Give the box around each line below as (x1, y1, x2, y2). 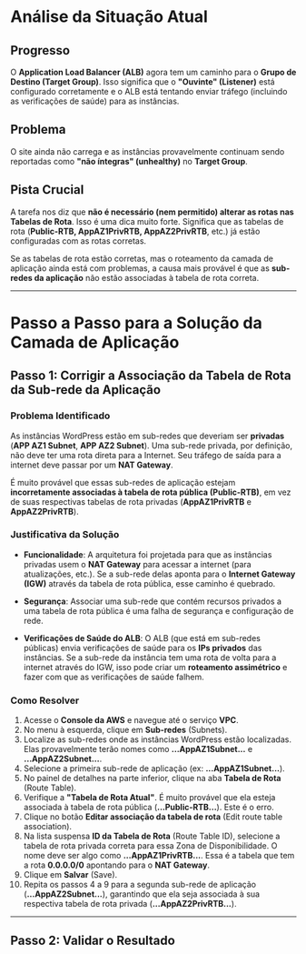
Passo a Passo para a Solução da (10, 312, 262, 333)
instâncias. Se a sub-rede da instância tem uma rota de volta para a (23, 652, 277, 663)
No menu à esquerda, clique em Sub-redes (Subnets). (23, 725, 228, 736)
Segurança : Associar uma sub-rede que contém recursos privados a (23, 596, 282, 607)
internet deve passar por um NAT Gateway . (10, 459, 173, 470)
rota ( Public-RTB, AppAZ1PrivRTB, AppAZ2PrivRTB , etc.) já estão (10, 226, 261, 236)
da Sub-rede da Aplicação (10, 382, 162, 397)
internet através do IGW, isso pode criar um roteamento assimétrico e (23, 661, 288, 672)
